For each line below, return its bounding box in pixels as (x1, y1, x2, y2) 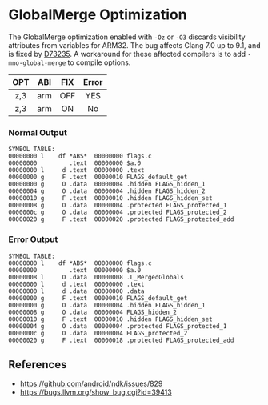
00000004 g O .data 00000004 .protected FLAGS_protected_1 (8, 322, 227, 330)
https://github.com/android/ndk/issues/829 (19, 379, 163, 389)
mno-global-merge (8, 58, 66, 67)
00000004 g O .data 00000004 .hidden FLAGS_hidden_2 (8, 187, 206, 195)
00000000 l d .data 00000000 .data (8, 287, 146, 295)
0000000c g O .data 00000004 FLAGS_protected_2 (8, 329, 188, 337)
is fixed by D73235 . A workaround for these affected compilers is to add (8, 49, 246, 58)
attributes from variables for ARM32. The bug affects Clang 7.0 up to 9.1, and (8, 40, 261, 50)
